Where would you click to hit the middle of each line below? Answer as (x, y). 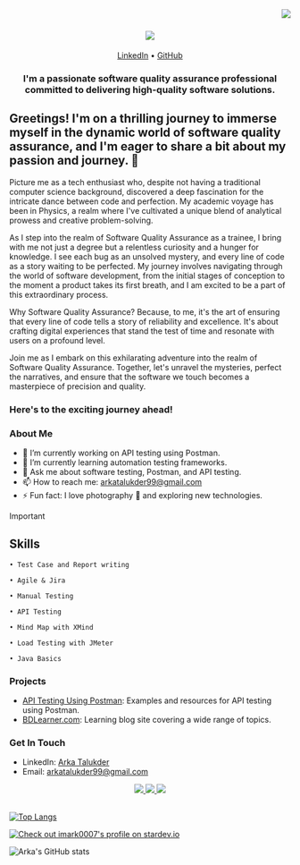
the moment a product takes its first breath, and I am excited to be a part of (147, 284)
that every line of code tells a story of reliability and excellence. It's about (144, 321)
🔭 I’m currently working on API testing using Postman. (121, 453)
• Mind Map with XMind (51, 627)
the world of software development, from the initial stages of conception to (147, 276)
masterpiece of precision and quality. (78, 386)
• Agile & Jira (37, 581)
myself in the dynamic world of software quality (145, 133)
